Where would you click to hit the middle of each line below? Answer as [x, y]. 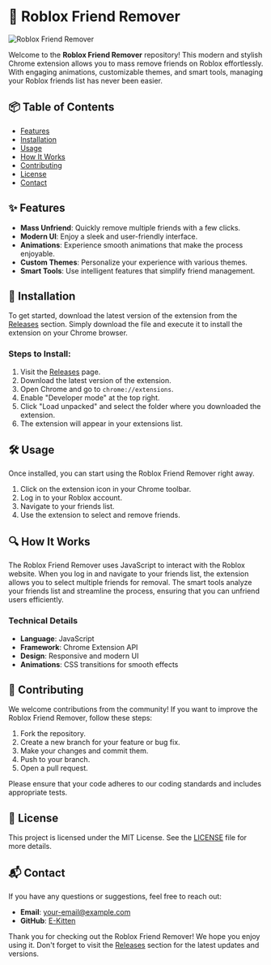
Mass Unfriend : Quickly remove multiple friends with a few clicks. [130, 227]
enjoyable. [37, 253]
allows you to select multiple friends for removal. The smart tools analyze [130, 583]
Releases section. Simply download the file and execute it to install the [125, 325]
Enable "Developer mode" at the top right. [90, 398]
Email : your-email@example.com [75, 912]
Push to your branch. [55, 760]
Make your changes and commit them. [84, 751]
